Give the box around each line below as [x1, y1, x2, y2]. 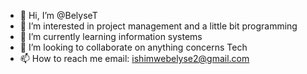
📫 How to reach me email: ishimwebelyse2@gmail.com [19, 53, 250, 64]
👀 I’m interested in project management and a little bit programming [19, 20, 298, 32]
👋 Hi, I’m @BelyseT [19, 10, 98, 21]
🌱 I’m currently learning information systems [19, 31, 203, 42]
